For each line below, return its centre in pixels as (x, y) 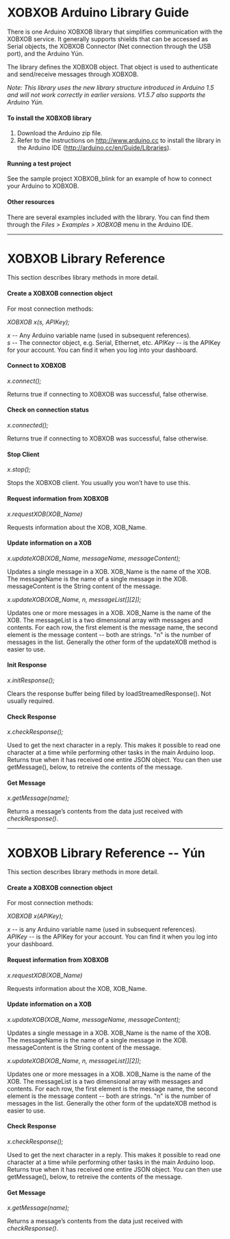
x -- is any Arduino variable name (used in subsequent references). (102, 930)
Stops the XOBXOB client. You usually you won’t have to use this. (99, 483)
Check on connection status (48, 410)
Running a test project (39, 164)
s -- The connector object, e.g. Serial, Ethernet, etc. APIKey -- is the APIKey (114, 342)
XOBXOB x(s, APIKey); (39, 322)
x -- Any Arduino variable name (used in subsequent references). (99, 335)
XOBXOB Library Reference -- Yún (106, 853)
